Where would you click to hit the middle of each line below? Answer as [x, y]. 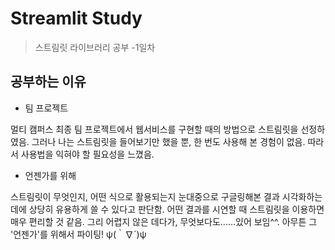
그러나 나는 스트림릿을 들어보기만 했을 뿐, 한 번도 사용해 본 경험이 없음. [168, 141]
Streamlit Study [76, 18]
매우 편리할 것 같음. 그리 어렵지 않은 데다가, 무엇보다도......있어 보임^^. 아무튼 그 [164, 221]
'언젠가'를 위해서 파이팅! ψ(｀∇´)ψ [78, 234]
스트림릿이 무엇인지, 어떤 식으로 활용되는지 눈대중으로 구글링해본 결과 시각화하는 [166, 196]
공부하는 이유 [48, 82]
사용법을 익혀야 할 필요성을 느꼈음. [87, 154]
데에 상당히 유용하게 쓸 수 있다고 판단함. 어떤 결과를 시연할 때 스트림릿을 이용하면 [167, 209]
